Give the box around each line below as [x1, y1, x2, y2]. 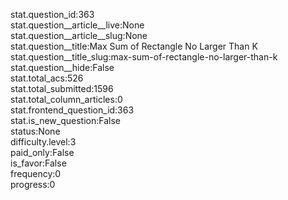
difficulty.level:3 [10, 136, 77, 148]
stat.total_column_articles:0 [10, 94, 123, 105]
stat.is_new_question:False [10, 115, 121, 126]
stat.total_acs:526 [10, 72, 84, 84]
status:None [10, 125, 61, 137]
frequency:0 [10, 168, 62, 179]
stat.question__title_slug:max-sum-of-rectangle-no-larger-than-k [10, 51, 278, 63]
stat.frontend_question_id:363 [10, 104, 135, 116]
